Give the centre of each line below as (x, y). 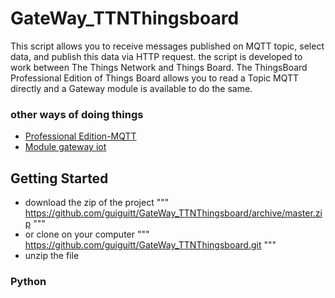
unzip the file (52, 256)
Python (28, 281)
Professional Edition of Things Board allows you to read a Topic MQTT (155, 78)
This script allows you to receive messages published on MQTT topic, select (167, 46)
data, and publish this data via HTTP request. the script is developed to (156, 56)
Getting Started (59, 178)
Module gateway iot (65, 147)
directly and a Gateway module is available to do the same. (131, 88)
